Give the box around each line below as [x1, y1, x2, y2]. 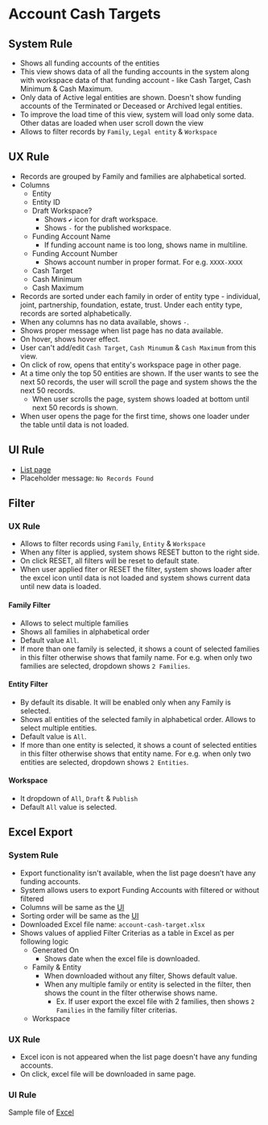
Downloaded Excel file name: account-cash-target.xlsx [19, 920, 205, 929]
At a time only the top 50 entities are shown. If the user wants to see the [19, 368, 259, 378]
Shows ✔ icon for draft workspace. [43, 214, 159, 224]
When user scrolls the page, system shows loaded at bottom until [31, 394, 249, 404]
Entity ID [31, 197, 60, 206]
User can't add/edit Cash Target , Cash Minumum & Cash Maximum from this [19, 342, 257, 352]
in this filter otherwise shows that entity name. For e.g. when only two [19, 749, 252, 758]
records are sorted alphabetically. [19, 308, 132, 318]
